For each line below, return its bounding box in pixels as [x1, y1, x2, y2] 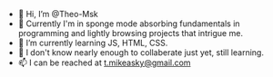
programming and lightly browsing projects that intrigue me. [17, 28, 244, 38]
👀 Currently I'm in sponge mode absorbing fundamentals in [17, 18, 240, 29]
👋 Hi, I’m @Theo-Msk [17, 9, 98, 19]
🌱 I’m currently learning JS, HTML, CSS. [17, 37, 168, 48]
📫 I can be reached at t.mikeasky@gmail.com [17, 57, 191, 68]
